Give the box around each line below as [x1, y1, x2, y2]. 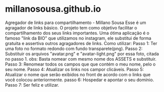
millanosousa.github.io [5, 3, 101, 15]
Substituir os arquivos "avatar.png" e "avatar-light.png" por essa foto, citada [5, 50, 159, 57]
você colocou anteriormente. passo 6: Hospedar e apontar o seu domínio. [5, 77, 154, 83]
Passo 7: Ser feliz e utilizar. [5, 82, 60, 88]
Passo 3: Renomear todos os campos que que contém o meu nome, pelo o [5, 61, 156, 67]
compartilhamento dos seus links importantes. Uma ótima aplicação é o [5, 30, 150, 36]
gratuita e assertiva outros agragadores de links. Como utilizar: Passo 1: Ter [5, 40, 158, 46]
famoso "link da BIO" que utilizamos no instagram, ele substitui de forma [5, 35, 152, 41]
